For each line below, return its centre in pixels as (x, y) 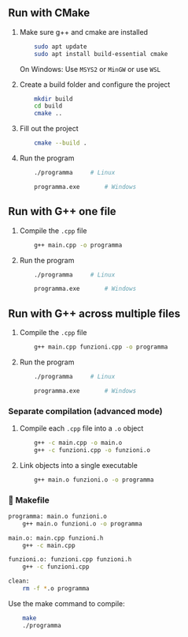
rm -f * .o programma (56, 589)
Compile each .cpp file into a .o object (81, 428)
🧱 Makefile (29, 499)
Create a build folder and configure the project (95, 84)
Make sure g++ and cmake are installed (83, 32)
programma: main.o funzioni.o (58, 516)
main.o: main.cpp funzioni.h (56, 538)
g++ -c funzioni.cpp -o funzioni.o (92, 450)
